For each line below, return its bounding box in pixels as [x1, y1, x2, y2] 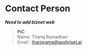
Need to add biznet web [5, 19, 55, 25]
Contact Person [5, 3, 70, 14]
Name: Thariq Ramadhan [17, 34, 68, 40]
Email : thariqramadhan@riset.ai [17, 39, 82, 45]
